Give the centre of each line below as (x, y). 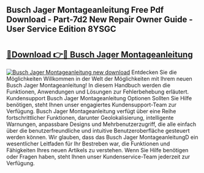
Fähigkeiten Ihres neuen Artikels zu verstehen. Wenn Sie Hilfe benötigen (97, 150)
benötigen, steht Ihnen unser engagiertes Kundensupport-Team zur (92, 105)
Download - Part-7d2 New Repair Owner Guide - (100, 20)
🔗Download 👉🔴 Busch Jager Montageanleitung (100, 54)
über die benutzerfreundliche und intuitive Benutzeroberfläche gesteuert (98, 131)
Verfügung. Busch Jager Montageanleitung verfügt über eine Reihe (91, 111)
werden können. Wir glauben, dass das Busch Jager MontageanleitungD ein (102, 137)
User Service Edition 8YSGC (61, 29)
